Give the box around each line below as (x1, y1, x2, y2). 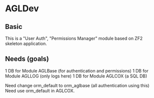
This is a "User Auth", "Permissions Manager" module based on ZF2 (5, 35, 143, 41)
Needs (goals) (5, 55, 49, 63)
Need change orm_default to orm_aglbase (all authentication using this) (5, 82, 150, 88)
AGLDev (5, 3, 39, 14)
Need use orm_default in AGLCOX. (5, 88, 75, 94)
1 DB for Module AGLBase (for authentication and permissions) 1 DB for (5, 68, 149, 73)
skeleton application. (5, 41, 47, 47)
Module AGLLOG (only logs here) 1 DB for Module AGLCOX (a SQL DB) (5, 73, 148, 79)
